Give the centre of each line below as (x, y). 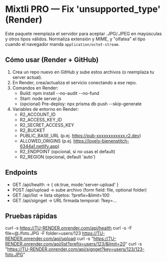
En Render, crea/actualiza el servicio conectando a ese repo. (75, 82)
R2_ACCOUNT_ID (38, 114)
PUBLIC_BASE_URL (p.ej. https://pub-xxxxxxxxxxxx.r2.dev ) (80, 135)
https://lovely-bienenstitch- (101, 141)
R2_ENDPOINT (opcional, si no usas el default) (67, 151)
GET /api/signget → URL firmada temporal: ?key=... (65, 200)
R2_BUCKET (33, 130)
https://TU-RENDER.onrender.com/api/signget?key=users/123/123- (76, 249)
